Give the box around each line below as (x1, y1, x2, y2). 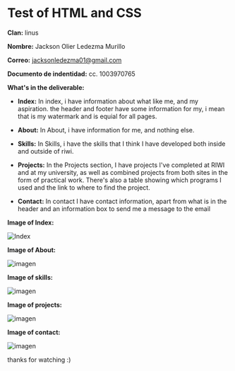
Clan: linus (7, 28, 39, 37)
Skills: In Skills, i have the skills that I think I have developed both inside (17, 139, 226, 148)
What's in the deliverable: (7, 83, 85, 91)
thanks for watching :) (7, 355, 71, 364)
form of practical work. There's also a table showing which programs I (17, 176, 222, 184)
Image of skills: (7, 273, 53, 281)
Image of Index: (7, 218, 54, 227)
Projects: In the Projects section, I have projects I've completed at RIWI (17, 161, 225, 169)
